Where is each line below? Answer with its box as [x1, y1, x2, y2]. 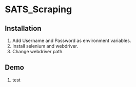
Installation [5, 24, 42, 33]
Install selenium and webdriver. [12, 43, 78, 49]
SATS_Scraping [5, 4, 72, 15]
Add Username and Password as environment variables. [12, 37, 131, 43]
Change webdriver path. [12, 49, 64, 54]
